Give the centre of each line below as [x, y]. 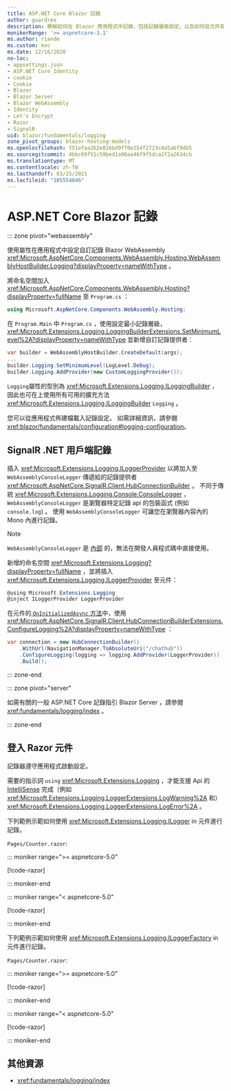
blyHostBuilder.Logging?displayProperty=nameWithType [87, 266]
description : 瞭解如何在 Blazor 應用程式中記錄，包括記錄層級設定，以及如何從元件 [114, 26]
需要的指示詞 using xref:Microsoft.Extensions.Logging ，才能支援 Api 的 [109, 780]
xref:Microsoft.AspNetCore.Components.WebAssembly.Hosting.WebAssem [114, 258]
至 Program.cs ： [106, 296]
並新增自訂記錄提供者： [160, 340]
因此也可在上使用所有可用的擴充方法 [58, 394]
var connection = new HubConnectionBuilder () [73, 642]
